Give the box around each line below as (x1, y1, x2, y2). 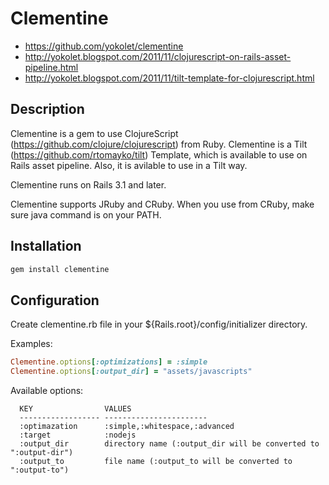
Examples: (10, 338, 53, 350)
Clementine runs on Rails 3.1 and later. (10, 178, 167, 191)
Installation (10, 238, 82, 255)
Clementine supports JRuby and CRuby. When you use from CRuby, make (10, 198, 315, 210)
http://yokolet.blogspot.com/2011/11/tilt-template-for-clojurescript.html (24, 72, 315, 84)
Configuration (10, 292, 100, 309)
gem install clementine (10, 264, 110, 274)
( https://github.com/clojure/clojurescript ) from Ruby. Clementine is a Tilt (10, 138, 308, 150)
